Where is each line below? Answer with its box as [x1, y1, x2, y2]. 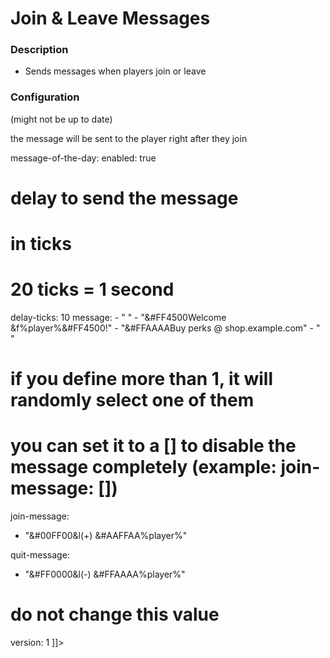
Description [10, 43, 69, 57]
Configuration [10, 90, 80, 104]
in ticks [10, 233, 72, 256]
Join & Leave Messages [10, 7, 211, 30]
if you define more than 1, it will [10, 368, 274, 391]
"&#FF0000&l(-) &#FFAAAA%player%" [24, 568, 186, 581]
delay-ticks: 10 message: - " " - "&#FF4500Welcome [10, 312, 227, 324]
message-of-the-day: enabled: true [10, 152, 157, 164]
